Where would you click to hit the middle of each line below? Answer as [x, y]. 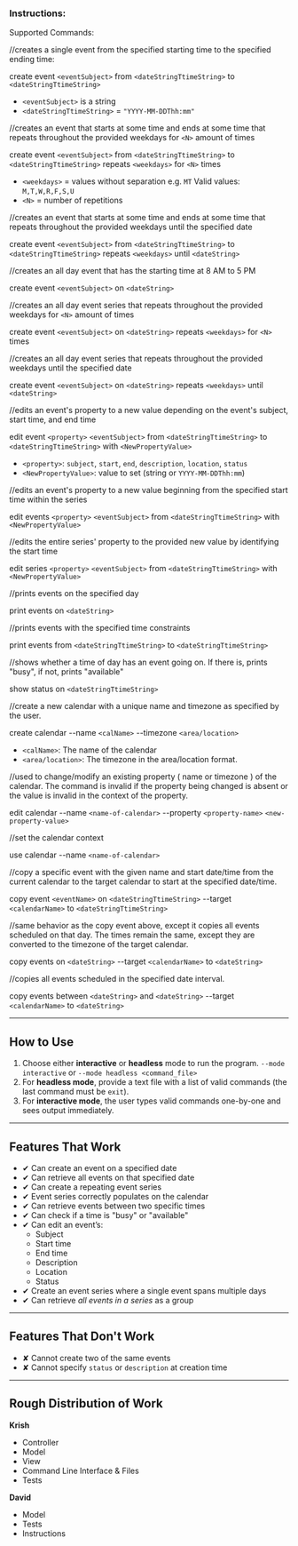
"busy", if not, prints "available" [67, 672]
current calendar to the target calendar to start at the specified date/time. [143, 881]
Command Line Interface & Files [80, 1470]
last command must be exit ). [75, 1092]
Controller [40, 1442]
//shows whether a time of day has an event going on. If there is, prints [138, 662]
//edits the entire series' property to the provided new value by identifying [144, 542]
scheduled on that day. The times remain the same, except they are [132, 935]
